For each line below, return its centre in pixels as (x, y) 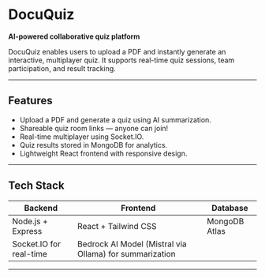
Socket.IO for (37, 244)
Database (230, 208)
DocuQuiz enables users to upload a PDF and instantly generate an (117, 51)
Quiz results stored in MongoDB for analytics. (93, 145)
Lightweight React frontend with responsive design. (103, 153)
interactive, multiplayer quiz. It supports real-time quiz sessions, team (121, 60)
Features (30, 101)
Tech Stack (36, 186)
